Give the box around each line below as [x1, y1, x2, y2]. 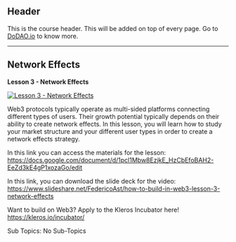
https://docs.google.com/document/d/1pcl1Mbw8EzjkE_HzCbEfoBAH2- [7, 155, 214, 164]
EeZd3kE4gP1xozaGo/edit [7, 163, 83, 172]
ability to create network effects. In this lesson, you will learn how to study [7, 120, 223, 128]
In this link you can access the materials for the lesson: [7, 148, 166, 157]
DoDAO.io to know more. [7, 32, 79, 40]
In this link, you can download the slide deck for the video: [7, 177, 176, 185]
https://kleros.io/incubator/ [7, 212, 85, 221]
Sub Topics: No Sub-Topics [7, 227, 86, 235]
